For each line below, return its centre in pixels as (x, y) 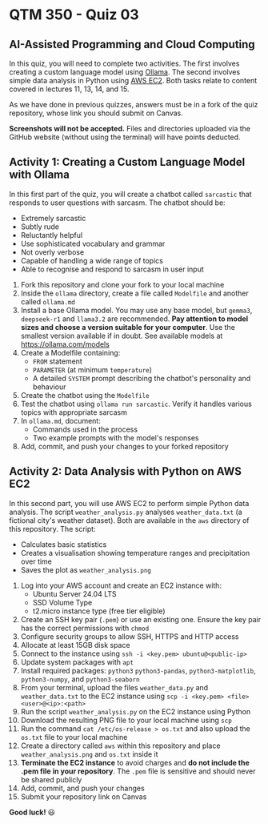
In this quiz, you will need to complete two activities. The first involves (124, 63)
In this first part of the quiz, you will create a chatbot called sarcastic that (130, 194)
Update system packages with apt (77, 661)
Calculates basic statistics (64, 544)
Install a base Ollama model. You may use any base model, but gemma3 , (136, 310)
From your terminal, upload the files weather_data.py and (114, 687)
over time (36, 561)
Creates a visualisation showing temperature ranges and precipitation (135, 553)
